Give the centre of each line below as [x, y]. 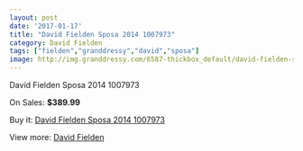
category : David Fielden [56, 43]
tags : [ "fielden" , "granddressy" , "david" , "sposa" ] [105, 51]
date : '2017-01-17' [46, 26]
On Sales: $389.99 [45, 102]
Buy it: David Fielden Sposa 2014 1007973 [87, 120]
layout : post [34, 18]
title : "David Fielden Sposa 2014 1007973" [92, 34]
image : [22, 59]
